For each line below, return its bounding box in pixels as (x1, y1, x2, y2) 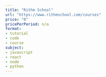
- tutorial (5, 31, 29, 36)
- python (5, 64, 24, 69)
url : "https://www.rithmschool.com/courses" (5, 12, 101, 17)
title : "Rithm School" (5, 7, 54, 13)
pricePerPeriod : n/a (5, 21, 49, 27)
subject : (5, 45, 24, 50)
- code (5, 36, 19, 41)
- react (5, 54, 22, 60)
